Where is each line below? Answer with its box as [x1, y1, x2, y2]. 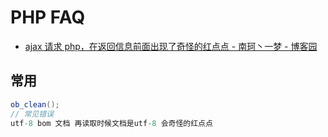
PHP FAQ [10, 6, 86, 29]
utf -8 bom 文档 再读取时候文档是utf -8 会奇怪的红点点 [10, 118, 213, 128]
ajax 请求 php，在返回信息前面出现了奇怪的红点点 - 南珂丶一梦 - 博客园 [24, 40, 318, 52]
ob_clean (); [10, 99, 60, 110]
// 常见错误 [10, 109, 55, 119]
